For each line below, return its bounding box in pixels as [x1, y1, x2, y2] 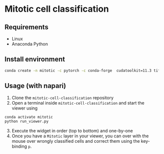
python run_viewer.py [4, 119, 49, 124]
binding [11, 143, 27, 150]
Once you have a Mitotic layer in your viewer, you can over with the [11, 133, 149, 139]
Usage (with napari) [4, 82, 67, 90]
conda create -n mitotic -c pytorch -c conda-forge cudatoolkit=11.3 [4, 68, 152, 73]
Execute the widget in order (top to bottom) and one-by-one [11, 128, 133, 134]
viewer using [11, 105, 38, 111]
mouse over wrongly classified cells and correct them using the [11, 138, 140, 144]
